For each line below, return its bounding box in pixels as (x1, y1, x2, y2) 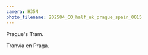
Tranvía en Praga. (6, 42, 49, 49)
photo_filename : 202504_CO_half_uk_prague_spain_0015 (6, 14, 143, 20)
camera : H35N (6, 8, 39, 15)
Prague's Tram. (6, 30, 44, 37)
